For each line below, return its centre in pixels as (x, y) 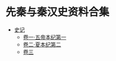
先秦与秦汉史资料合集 (58, 12)
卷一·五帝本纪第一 (44, 37)
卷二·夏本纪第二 (42, 44)
